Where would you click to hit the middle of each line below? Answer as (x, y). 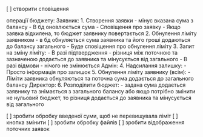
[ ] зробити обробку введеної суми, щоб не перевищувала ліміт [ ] (92, 116)
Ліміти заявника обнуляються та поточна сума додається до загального (100, 79)
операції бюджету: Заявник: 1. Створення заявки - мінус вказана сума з (100, 20)
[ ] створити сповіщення (38, 9)
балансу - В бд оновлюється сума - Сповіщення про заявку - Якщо (93, 27)
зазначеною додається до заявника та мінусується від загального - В (97, 59)
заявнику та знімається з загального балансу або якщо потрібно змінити (101, 91)
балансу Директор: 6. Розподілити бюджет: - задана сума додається (96, 85)
